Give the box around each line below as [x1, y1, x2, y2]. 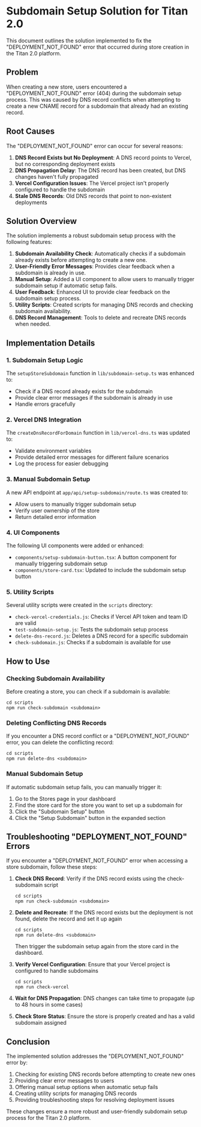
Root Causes [6, 126, 55, 137]
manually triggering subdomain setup [14, 560, 108, 567]
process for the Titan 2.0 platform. [6, 1114, 91, 1122]
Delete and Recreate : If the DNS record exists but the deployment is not [14, 909, 193, 916]
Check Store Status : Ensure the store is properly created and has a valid [14, 1013, 195, 1020]
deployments [14, 199, 48, 206]
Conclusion [6, 1037, 50, 1047]
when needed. [14, 320, 51, 328]
